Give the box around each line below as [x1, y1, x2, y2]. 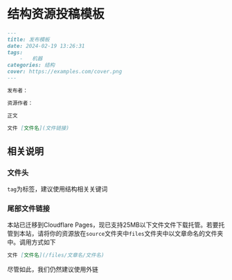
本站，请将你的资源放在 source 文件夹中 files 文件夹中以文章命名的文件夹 [19, 230, 224, 238]
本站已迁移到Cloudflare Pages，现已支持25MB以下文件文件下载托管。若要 [7, 221, 220, 229]
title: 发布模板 [7, 36, 50, 43]
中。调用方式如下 [7, 238, 56, 246]
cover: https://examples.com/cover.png [7, 68, 123, 75]
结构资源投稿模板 [7, 6, 105, 22]
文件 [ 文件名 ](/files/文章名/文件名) [7, 252, 105, 259]
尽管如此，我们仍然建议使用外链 [7, 265, 98, 274]
